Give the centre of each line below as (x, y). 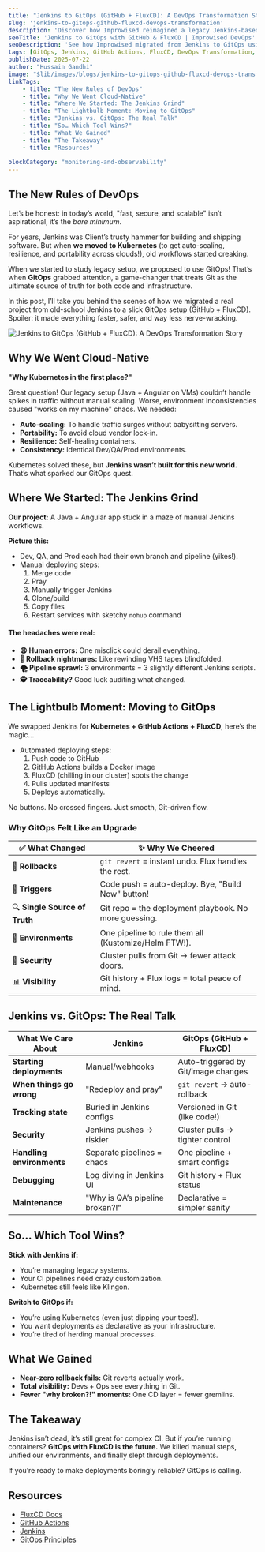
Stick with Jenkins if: (43, 1254)
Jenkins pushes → (119, 1130)
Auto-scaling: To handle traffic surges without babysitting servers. (129, 424)
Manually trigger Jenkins (72, 590)
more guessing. (129, 918)
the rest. (115, 871)
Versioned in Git (207, 1107)
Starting (28, 1061)
